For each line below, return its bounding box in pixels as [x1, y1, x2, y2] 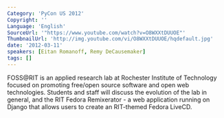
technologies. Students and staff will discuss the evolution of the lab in [7, 88, 208, 96]
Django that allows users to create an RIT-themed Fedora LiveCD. [7, 102, 192, 110]
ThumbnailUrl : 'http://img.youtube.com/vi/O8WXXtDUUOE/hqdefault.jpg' [7, 36, 214, 43]
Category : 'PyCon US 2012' [7, 10, 85, 17]
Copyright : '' [7, 16, 48, 23]
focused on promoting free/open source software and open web [7, 80, 190, 89]
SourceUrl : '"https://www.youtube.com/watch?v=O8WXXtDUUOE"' [7, 29, 186, 36]
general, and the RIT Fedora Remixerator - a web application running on [7, 95, 210, 104]
